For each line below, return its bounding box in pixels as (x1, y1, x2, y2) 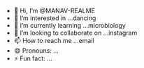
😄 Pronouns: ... (13, 46, 59, 55)
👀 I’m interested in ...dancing (13, 14, 96, 22)
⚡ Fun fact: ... (13, 54, 52, 62)
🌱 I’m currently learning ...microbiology (13, 22, 126, 29)
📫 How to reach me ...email (13, 37, 94, 44)
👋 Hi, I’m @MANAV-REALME (13, 7, 96, 15)
